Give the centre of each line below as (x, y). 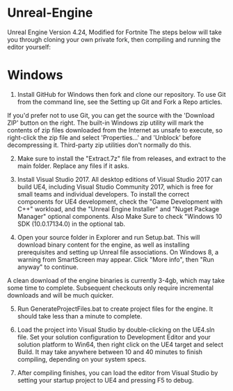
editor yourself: (29, 47)
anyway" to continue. (48, 267)
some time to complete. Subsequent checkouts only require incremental (111, 288)
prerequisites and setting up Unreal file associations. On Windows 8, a (118, 252)
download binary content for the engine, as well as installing (103, 245)
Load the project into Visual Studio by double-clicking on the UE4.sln (116, 330)
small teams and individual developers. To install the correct (103, 194)
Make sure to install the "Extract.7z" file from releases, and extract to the (121, 158)
